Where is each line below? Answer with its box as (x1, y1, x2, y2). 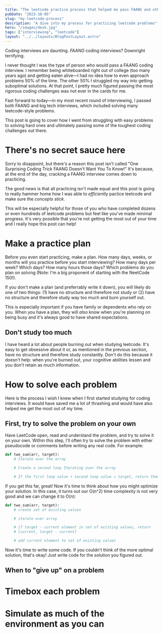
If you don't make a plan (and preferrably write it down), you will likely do (5, 284, 151, 290)
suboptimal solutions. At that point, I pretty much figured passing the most (5, 83, 154, 89)
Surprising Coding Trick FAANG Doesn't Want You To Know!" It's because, (5, 166, 154, 172)
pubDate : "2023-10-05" (5, 12, 51, 17)
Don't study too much (5, 328, 72, 337)
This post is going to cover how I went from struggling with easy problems (5, 117, 154, 123)
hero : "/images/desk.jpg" (5, 25, 57, 30)
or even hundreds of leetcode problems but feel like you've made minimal (5, 210, 152, 217)
